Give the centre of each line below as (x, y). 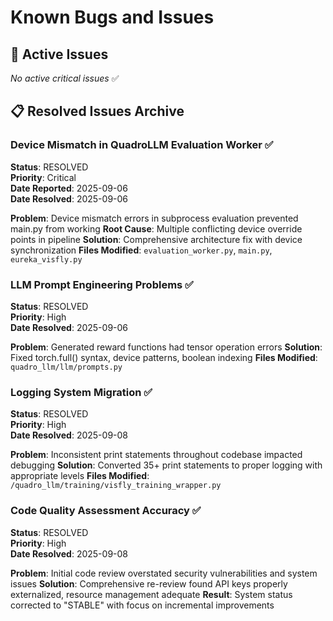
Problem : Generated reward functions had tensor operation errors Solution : (166, 347)
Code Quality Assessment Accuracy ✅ (106, 511)
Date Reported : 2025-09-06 (69, 188)
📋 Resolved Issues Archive (97, 111)
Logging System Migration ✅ (81, 392)
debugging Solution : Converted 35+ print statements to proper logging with (166, 465)
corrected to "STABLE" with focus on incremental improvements (142, 605)
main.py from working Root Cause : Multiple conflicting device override (156, 228)
